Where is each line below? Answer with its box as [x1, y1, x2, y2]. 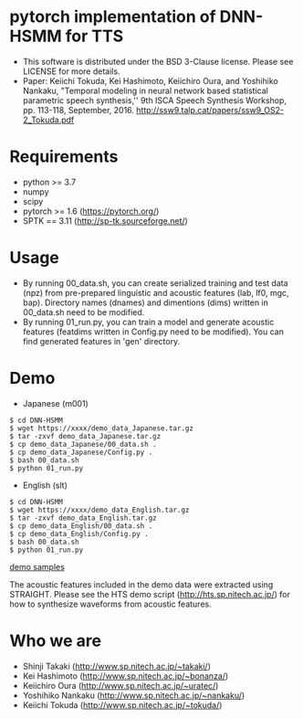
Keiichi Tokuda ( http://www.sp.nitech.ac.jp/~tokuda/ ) [22, 699, 223, 710]
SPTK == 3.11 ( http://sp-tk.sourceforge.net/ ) [22, 215, 189, 226]
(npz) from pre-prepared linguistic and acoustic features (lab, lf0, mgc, [22, 287, 289, 298]
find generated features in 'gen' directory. [22, 335, 181, 346]
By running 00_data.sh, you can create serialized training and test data [22, 277, 289, 289]
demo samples [9, 561, 66, 572]
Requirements [9, 146, 119, 167]
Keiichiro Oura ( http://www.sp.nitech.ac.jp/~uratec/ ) [22, 680, 219, 691]
